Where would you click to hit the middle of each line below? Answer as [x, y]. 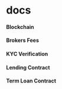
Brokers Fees [23, 40]
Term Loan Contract [31, 81]
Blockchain [20, 27]
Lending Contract [28, 67]
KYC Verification [27, 54]
